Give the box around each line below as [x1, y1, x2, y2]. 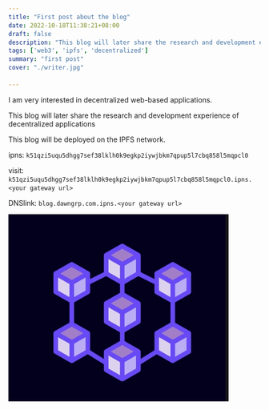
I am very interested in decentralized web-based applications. [8, 94, 213, 104]
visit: [8, 165, 24, 175]
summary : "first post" [8, 55, 84, 63]
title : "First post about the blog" [8, 13, 130, 21]
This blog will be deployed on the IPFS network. [8, 135, 166, 144]
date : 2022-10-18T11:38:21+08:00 [8, 21, 120, 30]
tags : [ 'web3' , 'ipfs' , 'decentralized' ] [8, 46, 149, 55]
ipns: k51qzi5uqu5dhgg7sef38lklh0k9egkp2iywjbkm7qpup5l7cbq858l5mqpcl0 [8, 150, 249, 159]
